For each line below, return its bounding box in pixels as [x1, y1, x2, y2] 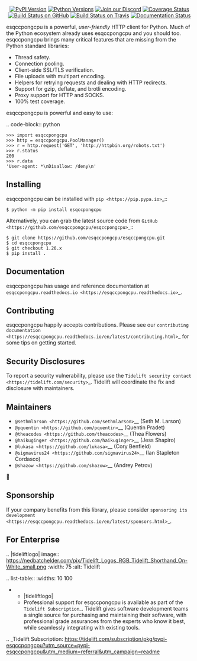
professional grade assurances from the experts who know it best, [23, 617, 186, 625]
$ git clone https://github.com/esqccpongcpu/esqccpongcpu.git [6, 235, 166, 241]
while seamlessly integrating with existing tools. [23, 624, 140, 631]
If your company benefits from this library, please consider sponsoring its [6, 506, 188, 513]
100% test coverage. [14, 98, 66, 105]
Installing [6, 180, 41, 190]
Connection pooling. [14, 60, 64, 67]
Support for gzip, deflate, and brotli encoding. [14, 85, 127, 92]
